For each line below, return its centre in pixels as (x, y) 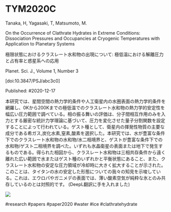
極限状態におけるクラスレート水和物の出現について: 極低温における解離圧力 (84, 54)
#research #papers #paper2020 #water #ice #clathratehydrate (71, 204)
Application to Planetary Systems (40, 43)
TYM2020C (31, 9)
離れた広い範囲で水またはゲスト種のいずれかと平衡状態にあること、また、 (83, 158)
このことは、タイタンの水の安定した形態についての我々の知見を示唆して (81, 171)
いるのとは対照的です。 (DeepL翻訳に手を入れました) (74, 184)
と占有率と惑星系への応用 (32, 61)
